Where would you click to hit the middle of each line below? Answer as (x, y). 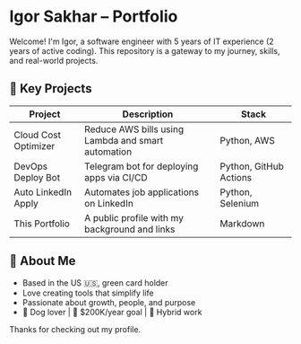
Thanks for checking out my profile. (75, 329)
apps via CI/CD (116, 177)
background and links (130, 229)
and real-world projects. (54, 60)
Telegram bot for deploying (142, 166)
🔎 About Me (43, 261)
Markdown (242, 224)
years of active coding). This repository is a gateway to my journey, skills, (145, 50)
